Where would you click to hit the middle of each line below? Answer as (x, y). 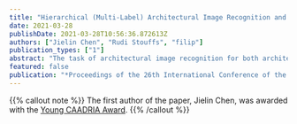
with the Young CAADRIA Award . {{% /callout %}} (99, 109)
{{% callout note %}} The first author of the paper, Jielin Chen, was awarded (148, 100)
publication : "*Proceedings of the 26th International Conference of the (148, 75)
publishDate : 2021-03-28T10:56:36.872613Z (88, 34)
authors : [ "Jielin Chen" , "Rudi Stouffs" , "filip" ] (106, 42)
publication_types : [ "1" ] (57, 50)
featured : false (39, 67)
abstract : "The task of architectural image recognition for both (134, 58)
